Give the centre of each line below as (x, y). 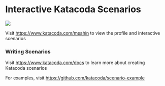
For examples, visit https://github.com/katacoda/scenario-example (75, 78)
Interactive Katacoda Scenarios (73, 9)
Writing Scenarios (28, 51)
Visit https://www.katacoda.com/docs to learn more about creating (75, 63)
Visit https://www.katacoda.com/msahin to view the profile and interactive (83, 33)
